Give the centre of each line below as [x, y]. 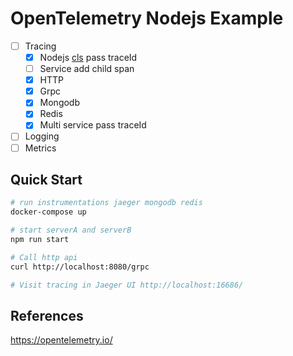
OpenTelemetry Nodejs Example [147, 18]
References [47, 315]
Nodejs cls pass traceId [88, 57]
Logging [42, 136]
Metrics [40, 148]
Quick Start [46, 179]
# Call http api [44, 257]
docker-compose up [48, 212]
